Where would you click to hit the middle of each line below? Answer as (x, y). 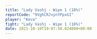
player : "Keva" (21, 19)
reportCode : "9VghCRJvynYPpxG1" (39, 15)
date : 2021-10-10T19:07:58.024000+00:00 (49, 29)
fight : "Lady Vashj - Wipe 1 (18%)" (44, 24)
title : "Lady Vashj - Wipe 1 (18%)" (44, 10)
